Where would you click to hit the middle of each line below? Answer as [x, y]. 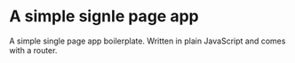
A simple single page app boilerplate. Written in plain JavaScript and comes [147, 41]
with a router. [33, 50]
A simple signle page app [104, 16]
